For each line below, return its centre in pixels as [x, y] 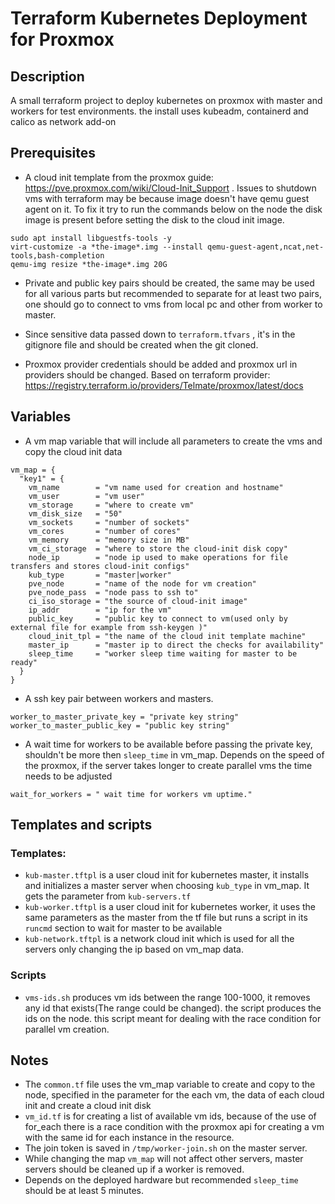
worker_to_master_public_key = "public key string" [120, 725]
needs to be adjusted [68, 776]
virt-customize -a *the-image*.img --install [106, 247]
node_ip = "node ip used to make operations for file [158, 557]
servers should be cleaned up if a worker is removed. [134, 1169]
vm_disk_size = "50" [75, 513]
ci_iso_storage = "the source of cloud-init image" [138, 601]
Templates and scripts [81, 825]
